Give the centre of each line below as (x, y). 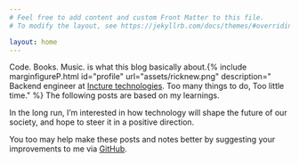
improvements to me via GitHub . (68, 149)
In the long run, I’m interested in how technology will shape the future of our (148, 113)
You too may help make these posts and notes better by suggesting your (142, 140)
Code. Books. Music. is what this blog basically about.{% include (128, 67)
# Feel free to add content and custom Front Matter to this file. (137, 17)
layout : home (33, 42)
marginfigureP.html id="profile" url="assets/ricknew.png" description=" (140, 77)
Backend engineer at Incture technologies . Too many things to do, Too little (147, 86)
